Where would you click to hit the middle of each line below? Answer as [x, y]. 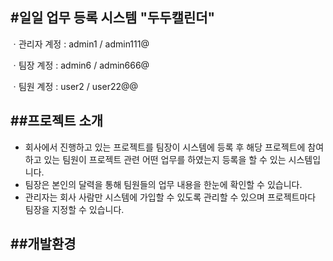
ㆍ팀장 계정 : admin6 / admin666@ [80, 65]
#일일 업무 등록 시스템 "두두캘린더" [113, 18]
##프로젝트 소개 [57, 121]
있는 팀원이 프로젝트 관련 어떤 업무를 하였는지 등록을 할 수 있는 [165, 159]
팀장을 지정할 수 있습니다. [74, 209]
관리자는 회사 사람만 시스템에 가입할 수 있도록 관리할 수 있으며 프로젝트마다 [170, 197]
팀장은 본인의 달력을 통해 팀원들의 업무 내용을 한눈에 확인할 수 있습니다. [163, 184]
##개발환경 [43, 244]
